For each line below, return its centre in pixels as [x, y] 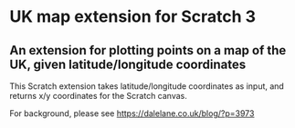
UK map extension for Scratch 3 [133, 17]
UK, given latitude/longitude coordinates [128, 64]
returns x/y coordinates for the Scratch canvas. [98, 96]
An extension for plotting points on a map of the [148, 50]
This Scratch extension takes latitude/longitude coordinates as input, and [147, 86]
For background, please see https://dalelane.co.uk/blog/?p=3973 [132, 113]
